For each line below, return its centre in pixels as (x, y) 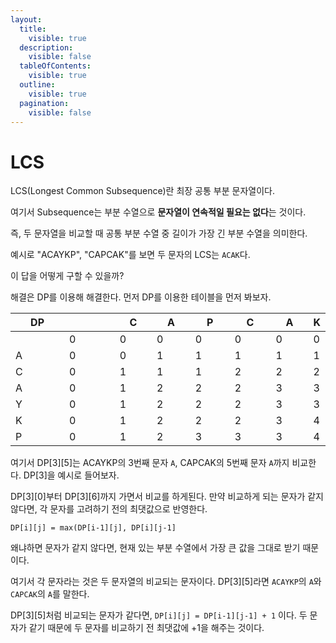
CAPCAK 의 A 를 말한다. (50, 594)
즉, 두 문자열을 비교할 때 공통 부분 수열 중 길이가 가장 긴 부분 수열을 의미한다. (159, 233)
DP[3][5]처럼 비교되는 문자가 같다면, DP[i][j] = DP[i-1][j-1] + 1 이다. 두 (159, 615)
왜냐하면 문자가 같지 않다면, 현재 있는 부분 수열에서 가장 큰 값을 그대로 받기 (155, 548)
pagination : (44, 103)
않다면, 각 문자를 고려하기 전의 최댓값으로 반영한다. (109, 509)
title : (33, 29)
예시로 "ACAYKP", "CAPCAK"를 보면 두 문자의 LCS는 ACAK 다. (130, 255)
